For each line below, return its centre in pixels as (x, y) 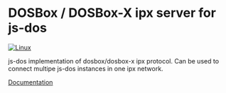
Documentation (31, 82)
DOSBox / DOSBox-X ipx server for (112, 13)
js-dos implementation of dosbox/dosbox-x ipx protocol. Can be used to (114, 61)
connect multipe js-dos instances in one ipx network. (86, 68)
